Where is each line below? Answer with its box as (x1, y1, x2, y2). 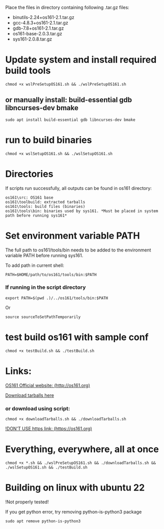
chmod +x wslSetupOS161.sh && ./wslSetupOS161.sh (5, 151, 113, 156)
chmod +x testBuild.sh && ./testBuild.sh (5, 348, 95, 353)
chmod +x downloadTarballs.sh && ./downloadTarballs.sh (5, 417, 126, 422)
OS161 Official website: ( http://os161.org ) (5, 382, 90, 388)
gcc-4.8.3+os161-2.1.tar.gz (12, 20, 69, 26)
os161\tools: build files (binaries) (5, 204, 86, 209)
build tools (5, 65, 51, 76)
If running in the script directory (5, 284, 86, 291)
